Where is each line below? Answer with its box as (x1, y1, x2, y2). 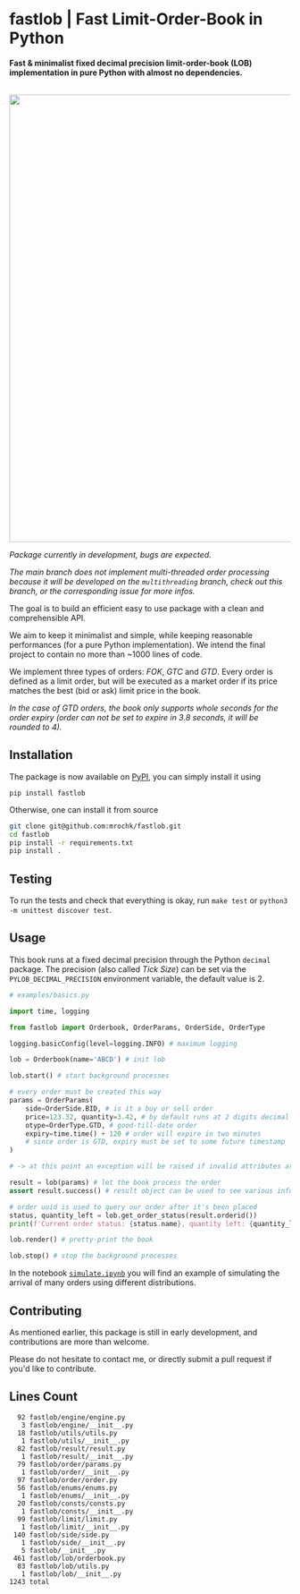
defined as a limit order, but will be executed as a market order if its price (9, 676, 279, 686)
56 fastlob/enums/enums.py (17, 1483, 118, 1492)
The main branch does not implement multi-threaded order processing (9, 567, 270, 577)
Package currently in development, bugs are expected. (9, 549, 212, 559)
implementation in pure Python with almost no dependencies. (9, 67, 243, 78)
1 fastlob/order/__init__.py (21, 1468, 129, 1477)
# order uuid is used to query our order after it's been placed (9, 1202, 257, 1212)
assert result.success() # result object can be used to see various (9, 1186, 274, 1195)
